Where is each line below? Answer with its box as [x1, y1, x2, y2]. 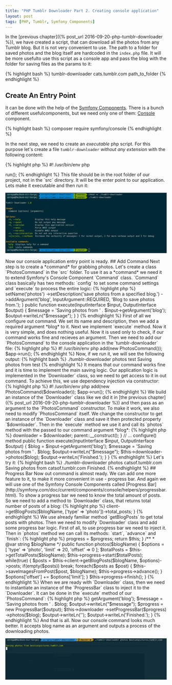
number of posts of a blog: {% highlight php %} [5, 503, 106, 509]
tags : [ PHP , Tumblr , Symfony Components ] [5, 19, 95, 24]
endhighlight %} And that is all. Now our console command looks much [5, 617, 155, 624]
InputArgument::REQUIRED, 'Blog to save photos [53, 296, 155, 303]
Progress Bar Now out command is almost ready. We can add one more [5, 470, 156, 477]
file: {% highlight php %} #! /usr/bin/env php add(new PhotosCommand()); [5, 346, 163, 352]
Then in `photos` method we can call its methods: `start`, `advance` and [5, 530, 156, 537]
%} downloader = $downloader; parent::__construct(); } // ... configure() [5, 433, 157, 439]
